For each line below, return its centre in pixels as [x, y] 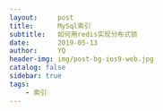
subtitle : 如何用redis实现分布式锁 [73, 34]
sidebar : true [36, 76]
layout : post [42, 17]
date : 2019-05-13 [54, 43]
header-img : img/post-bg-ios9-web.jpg [81, 59]
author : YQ [38, 51]
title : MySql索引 [50, 26]
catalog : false [38, 68]
